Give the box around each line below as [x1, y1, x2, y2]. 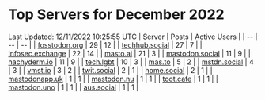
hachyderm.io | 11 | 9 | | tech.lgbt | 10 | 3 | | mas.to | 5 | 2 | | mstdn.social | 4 [8, 57, 255, 67]
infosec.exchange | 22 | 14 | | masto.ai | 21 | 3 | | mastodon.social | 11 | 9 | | [8, 48, 251, 58]
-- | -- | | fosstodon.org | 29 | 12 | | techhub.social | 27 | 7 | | [8, 40, 203, 49]
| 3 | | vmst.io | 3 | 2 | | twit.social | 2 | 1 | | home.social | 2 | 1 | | [8, 65, 213, 75]
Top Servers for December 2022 [8, 6, 225, 24]
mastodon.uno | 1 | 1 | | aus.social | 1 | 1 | [8, 82, 139, 92]
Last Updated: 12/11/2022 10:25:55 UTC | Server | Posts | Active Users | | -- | [8, 32, 258, 41]
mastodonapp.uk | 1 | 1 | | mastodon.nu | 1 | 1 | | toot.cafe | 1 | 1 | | [8, 74, 219, 83]
